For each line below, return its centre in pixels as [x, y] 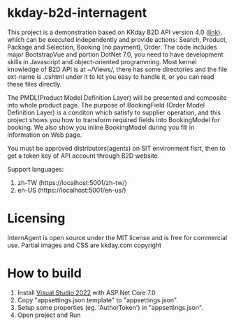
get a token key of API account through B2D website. [83, 156]
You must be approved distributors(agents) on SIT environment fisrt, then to [116, 148]
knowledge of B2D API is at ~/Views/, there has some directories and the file [117, 69]
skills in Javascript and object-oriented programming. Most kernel [102, 61]
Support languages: [36, 169]
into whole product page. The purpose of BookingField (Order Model [106, 105]
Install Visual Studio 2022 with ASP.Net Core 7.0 [86, 292]
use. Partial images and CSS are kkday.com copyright [85, 245]
